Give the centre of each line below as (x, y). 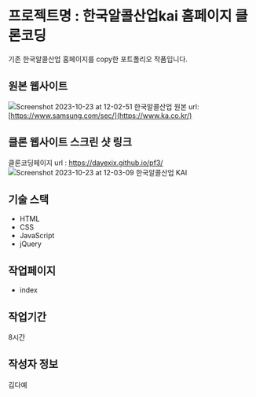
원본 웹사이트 (38, 86)
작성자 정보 (33, 364)
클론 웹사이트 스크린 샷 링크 (70, 142)
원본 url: (187, 106)
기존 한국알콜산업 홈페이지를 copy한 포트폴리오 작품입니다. (98, 59)
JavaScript (37, 236)
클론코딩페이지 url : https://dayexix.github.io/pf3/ (86, 163)
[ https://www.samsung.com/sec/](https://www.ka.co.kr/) (100, 116)
